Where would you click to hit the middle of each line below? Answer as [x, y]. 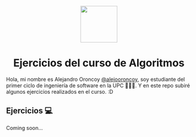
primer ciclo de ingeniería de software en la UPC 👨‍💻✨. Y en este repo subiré [98, 85]
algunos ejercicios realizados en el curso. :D [60, 91]
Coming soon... [24, 128]
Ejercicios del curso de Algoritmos [99, 63]
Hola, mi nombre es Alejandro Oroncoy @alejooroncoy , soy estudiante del [96, 79]
